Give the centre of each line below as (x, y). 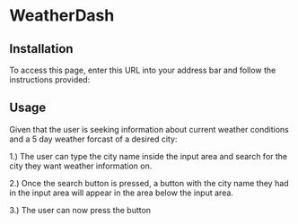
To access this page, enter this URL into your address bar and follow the (143, 70)
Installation (41, 49)
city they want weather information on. (81, 166)
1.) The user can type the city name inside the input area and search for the (149, 156)
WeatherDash (62, 16)
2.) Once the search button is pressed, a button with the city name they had (149, 183)
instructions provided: (50, 80)
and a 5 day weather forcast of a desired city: (93, 139)
